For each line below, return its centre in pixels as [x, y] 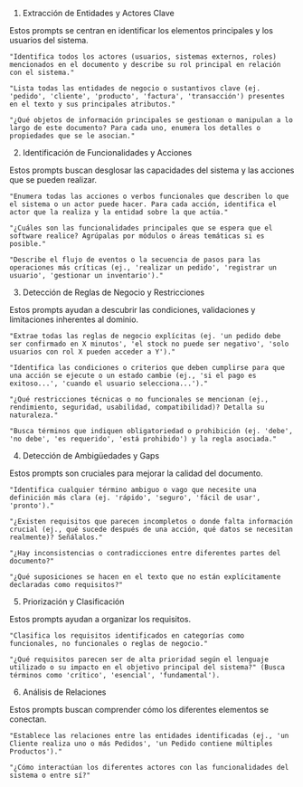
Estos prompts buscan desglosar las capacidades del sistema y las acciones [152, 170]
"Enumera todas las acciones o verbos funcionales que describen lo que [149, 196]
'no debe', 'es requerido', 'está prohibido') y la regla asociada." [143, 439]
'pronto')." [32, 506]
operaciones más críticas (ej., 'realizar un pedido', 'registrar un [143, 268]
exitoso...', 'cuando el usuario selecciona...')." [109, 384]
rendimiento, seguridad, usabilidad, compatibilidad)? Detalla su [137, 407]
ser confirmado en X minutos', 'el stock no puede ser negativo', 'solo [149, 344]
